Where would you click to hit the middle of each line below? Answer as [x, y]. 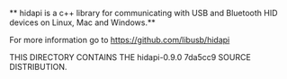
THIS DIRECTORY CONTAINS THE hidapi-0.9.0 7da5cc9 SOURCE [130, 57]
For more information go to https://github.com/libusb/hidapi [120, 40]
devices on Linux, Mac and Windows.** [82, 22]
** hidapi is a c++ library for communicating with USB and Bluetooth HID [143, 13]
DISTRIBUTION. [38, 67]
